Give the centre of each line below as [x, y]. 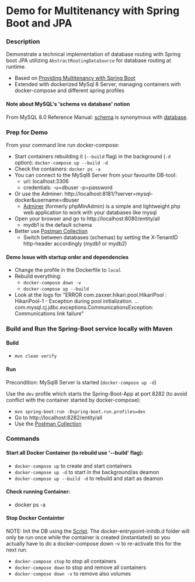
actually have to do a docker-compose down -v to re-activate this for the [94, 544]
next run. [17, 550]
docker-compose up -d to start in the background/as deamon [87, 472]
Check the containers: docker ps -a [58, 169]
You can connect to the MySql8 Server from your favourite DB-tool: [95, 175]
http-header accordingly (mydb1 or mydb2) [75, 243]
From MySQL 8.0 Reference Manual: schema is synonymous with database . [97, 117]
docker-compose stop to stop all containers [65, 561]
